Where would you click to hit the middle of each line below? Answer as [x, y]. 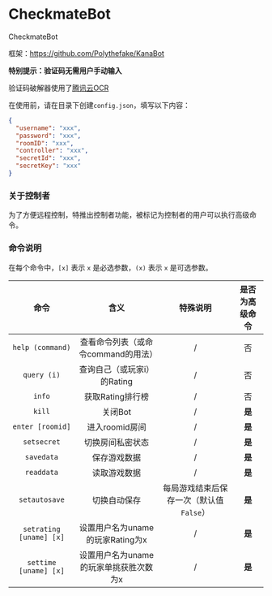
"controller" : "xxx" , [52, 151]
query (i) [42, 375]
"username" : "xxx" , [49, 128]
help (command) [42, 347]
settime [42, 562]
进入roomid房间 [117, 427]
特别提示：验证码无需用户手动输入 [65, 71]
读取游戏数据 [117, 473]
